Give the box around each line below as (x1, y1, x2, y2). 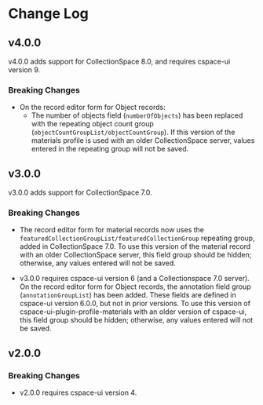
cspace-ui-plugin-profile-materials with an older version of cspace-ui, (19, 307, 247, 316)
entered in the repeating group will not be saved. (31, 144, 189, 154)
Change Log (8, 5, 89, 23)
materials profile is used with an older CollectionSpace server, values (31, 136, 255, 145)
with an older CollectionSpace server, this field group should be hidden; (19, 250, 252, 260)
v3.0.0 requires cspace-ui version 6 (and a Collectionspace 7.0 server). (19, 274, 250, 283)
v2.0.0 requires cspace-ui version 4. (19, 388, 137, 397)
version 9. (8, 65, 41, 75)
